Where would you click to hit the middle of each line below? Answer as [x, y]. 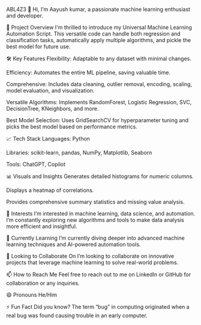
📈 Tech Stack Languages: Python [48, 139]
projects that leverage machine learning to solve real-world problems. [92, 262]
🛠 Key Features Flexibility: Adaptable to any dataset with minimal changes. [99, 58]
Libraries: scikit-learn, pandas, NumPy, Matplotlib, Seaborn [79, 153]
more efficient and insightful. [42, 226]
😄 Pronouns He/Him [32, 295]
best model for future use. [38, 46]
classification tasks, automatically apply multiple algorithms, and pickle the [98, 40]
